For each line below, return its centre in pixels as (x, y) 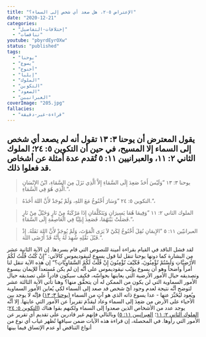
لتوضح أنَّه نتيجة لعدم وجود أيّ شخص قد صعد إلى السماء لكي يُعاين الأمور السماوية (99, 289)
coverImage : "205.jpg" (36, 103)
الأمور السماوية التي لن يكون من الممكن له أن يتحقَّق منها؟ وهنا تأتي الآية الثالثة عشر (102, 282)
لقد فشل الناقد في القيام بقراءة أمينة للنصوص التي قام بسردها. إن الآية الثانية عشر (100, 250)
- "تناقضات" (28, 35)
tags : (14, 52)
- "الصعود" (26, 92)
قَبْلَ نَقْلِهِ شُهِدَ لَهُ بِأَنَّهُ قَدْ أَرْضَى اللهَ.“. (63, 238)
